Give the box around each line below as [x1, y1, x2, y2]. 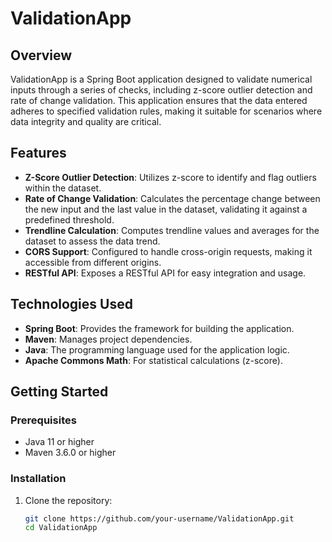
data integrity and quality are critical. [10, 116, 162, 127]
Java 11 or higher [24, 436, 95, 448]
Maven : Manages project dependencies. [24, 333, 193, 345]
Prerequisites [10, 413, 77, 427]
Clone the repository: [24, 494, 113, 506]
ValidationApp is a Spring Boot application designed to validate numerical [10, 73, 313, 85]
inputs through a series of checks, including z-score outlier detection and [10, 84, 313, 96]
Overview [10, 47, 73, 64]
